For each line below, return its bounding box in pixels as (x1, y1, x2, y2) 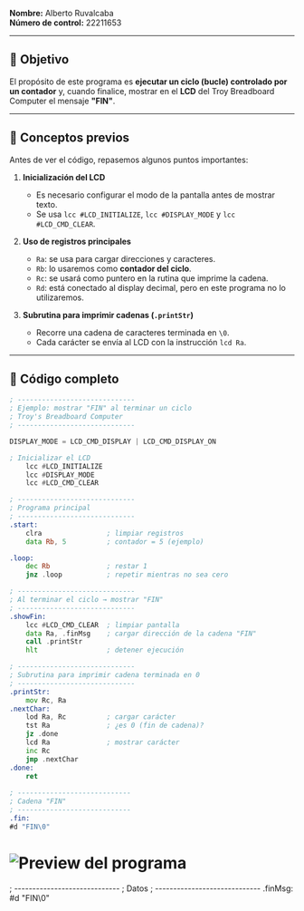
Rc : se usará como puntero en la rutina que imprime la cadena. (35, 272, 269, 284)
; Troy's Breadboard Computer (9, 412, 124, 422)
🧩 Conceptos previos (9, 131, 129, 146)
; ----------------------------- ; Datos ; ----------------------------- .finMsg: (9, 883, 294, 894)
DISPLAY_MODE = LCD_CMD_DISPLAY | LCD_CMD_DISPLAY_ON (9, 437, 217, 446)
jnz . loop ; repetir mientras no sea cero (25, 570, 229, 579)
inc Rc (25, 746, 51, 755)
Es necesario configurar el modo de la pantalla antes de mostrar (35, 189, 276, 200)
